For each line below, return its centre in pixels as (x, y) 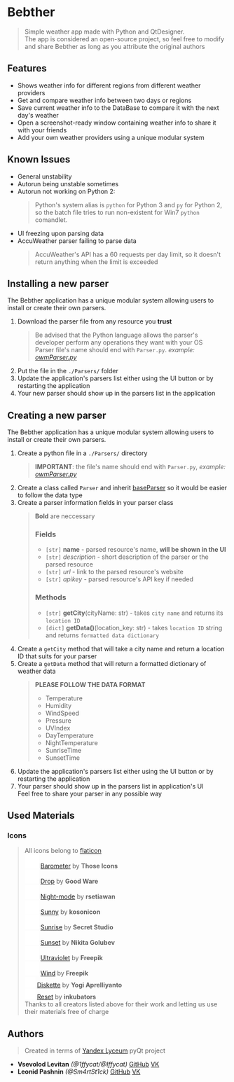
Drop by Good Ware (69, 881)
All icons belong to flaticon (63, 851)
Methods (50, 597)
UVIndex (58, 728)
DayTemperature (69, 735)
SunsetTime (63, 758)
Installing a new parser (58, 283)
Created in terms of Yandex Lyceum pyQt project (95, 1050)
